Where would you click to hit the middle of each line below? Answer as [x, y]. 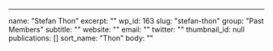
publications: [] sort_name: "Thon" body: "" [81, 38]
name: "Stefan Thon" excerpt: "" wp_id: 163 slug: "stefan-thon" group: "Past [136, 21]
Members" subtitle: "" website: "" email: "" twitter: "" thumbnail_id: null [127, 30]
